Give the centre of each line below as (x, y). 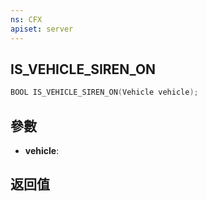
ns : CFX (26, 19)
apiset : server (42, 29)
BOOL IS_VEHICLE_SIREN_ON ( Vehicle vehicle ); (104, 92)
